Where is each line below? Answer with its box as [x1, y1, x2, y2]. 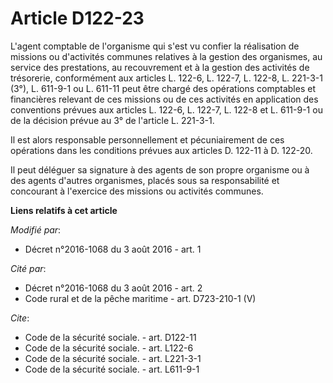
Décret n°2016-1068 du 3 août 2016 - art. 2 [24, 282, 203, 294]
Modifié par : [10, 223, 62, 236]
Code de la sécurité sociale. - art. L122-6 [24, 342, 194, 354]
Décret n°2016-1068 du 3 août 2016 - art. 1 [24, 243, 202, 255]
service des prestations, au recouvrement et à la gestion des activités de [10, 61, 310, 73]
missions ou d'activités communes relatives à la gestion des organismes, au [10, 50, 323, 62]
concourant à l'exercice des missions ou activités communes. [10, 185, 264, 197]
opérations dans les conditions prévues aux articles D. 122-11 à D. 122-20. [10, 144, 313, 156]
